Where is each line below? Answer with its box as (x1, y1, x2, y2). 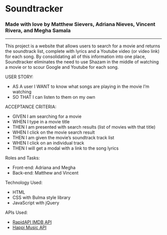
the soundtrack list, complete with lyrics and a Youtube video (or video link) (5, 48, 160, 54)
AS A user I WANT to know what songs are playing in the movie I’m (12, 83, 150, 90)
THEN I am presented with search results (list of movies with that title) (12, 124, 156, 130)
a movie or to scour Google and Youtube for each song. (5, 64, 119, 70)
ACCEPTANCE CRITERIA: (5, 104, 57, 110)
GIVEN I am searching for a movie (12, 113, 82, 120)
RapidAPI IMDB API (12, 219, 52, 225)
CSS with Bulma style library (12, 195, 71, 201)
